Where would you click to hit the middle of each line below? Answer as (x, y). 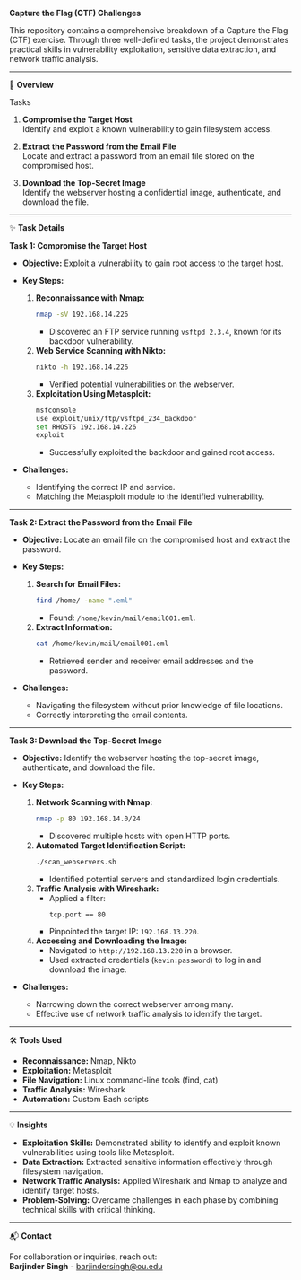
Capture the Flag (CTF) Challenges (75, 13)
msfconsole (56, 410)
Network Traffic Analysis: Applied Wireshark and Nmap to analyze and (155, 1180)
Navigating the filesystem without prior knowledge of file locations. (159, 705)
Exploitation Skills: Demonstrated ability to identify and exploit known (151, 1143)
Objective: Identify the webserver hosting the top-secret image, (141, 758)
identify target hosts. (60, 1190)
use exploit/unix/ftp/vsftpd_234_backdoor (116, 418)
